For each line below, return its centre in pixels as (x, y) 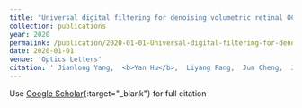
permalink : (30, 43)
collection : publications (58, 26)
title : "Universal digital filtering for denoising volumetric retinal (146, 18)
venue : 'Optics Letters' (56, 59)
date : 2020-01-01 (42, 51)
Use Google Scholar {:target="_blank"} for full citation (108, 93)
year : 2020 (30, 34)
